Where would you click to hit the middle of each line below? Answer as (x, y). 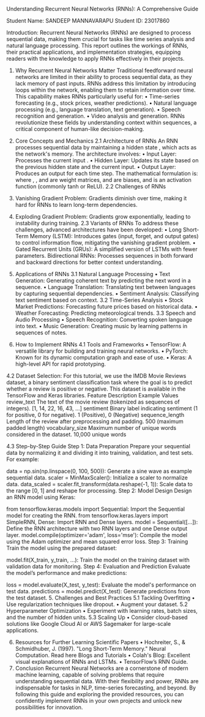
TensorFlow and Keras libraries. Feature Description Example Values (92, 395)
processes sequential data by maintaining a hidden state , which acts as (106, 147)
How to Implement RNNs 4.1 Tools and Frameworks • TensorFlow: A (101, 344)
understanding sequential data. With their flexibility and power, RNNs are (107, 681)
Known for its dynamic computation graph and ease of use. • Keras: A (103, 357)
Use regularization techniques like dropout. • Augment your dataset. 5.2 (97, 604)
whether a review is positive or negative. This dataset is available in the (96, 389)
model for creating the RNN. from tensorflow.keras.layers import (87, 516)
